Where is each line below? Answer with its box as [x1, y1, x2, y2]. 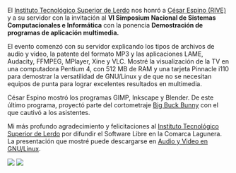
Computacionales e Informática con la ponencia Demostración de [7, 21, 203, 29]
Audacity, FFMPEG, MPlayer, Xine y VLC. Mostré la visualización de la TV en [7, 57, 230, 66]
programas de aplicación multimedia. [7, 28, 119, 37]
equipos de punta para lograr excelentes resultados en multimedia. [7, 80, 203, 88]
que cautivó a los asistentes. [7, 109, 90, 117]
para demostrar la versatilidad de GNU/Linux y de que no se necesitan [7, 72, 212, 80]
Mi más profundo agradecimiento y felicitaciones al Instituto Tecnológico [7, 122, 219, 130]
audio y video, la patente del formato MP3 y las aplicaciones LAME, [7, 49, 203, 58]
